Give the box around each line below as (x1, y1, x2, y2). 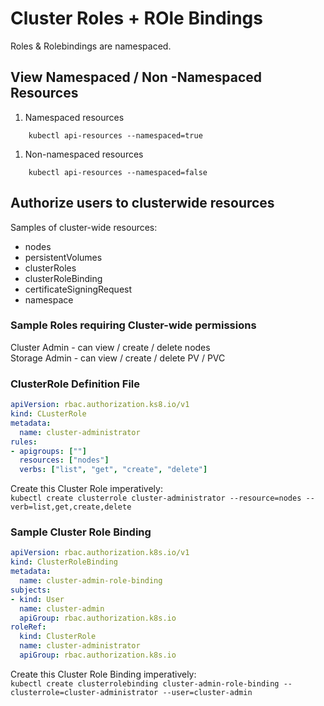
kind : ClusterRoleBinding (10, 557, 118, 567)
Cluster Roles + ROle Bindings (10, 7, 263, 30)
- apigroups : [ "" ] (10, 446, 87, 456)
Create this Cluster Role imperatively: (10, 483, 163, 495)
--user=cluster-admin (162, 687, 253, 697)
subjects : (10, 585, 52, 595)
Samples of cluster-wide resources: (10, 221, 158, 233)
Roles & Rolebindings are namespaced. (10, 40, 172, 52)
